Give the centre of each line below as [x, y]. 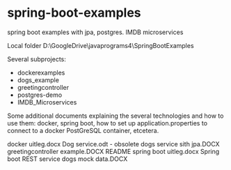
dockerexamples [41, 72]
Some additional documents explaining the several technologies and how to [115, 116]
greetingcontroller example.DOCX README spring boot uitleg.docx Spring [113, 151]
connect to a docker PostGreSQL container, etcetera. [83, 130]
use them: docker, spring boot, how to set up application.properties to [107, 123]
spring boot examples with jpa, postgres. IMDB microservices [95, 32]
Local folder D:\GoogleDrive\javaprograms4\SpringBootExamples [101, 45]
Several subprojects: [37, 59]
